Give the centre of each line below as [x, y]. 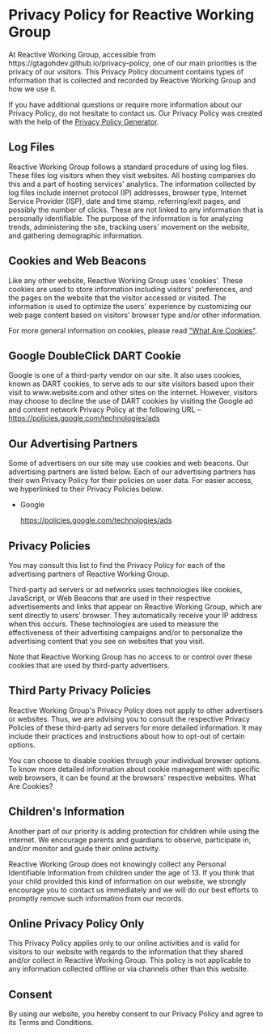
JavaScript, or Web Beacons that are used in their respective [110, 598]
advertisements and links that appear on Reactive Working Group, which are [135, 607]
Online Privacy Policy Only [76, 924]
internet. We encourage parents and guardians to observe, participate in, [130, 840]
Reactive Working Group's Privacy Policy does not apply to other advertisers [136, 710]
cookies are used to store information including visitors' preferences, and [131, 289]
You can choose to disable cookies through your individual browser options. [135, 760]
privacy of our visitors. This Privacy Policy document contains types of [126, 71]
